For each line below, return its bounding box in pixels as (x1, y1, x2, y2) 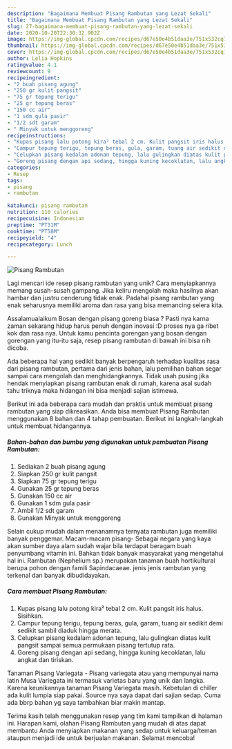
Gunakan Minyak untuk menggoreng (17, 514, 122, 522)
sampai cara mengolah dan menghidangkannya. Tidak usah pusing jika (7, 372, 209, 380)
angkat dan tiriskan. (17, 656, 74, 664)
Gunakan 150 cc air (17, 492, 72, 500)
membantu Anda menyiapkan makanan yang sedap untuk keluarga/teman (7, 726, 217, 735)
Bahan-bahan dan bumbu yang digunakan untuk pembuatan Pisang (7, 438, 209, 446)
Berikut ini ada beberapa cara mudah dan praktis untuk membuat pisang (7, 400, 213, 408)
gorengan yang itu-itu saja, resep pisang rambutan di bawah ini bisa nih (7, 336, 211, 345)
